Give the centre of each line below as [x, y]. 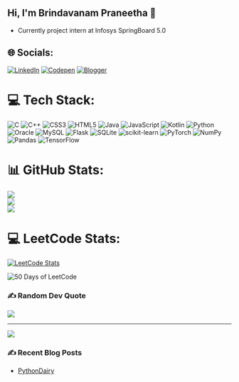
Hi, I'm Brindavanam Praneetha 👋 [82, 13]
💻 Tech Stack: [51, 100]
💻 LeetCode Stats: [64, 238]
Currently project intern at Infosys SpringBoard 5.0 [92, 30]
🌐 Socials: [31, 53]
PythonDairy [36, 371]
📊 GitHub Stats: [56, 170]
